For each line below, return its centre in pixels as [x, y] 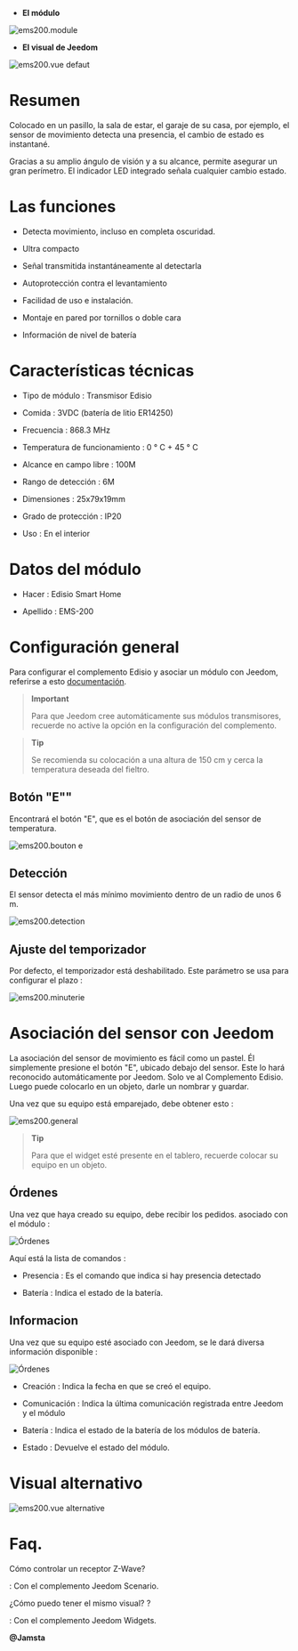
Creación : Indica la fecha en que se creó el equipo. [117, 1386]
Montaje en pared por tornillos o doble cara [101, 317]
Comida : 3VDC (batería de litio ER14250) [97, 412]
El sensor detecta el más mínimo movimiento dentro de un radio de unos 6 [145, 894]
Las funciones [63, 207]
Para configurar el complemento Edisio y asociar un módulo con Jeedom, [144, 672]
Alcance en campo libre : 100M [79, 464]
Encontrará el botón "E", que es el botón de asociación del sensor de [136, 819]
